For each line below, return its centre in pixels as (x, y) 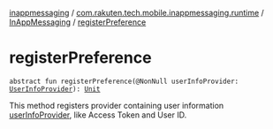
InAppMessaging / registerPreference (78, 22)
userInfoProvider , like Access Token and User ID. (98, 115)
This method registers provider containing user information (117, 105)
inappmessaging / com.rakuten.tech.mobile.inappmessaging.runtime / (137, 13)
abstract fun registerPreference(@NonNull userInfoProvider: (124, 81)
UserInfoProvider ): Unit (55, 89)
